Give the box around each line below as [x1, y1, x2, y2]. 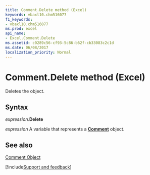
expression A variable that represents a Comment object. [5, 126, 125, 132]
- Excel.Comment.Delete [5, 36, 56, 41]
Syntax [5, 103, 28, 111]
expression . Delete [5, 116, 43, 122]
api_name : [5, 31, 26, 36]
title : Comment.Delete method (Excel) [5, 7, 87, 13]
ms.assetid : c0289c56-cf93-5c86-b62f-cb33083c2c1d [5, 40, 114, 46]
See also [5, 141, 33, 149]
